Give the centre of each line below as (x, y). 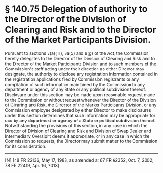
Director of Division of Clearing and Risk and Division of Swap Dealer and (78, 131)
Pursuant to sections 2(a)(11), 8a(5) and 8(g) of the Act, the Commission (77, 53)
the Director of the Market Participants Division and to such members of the (81, 64)
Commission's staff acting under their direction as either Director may (75, 69)
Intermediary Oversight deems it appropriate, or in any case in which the (77, 136)
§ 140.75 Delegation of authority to (76, 9)
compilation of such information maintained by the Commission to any (75, 84)
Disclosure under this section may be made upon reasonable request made (80, 95)
